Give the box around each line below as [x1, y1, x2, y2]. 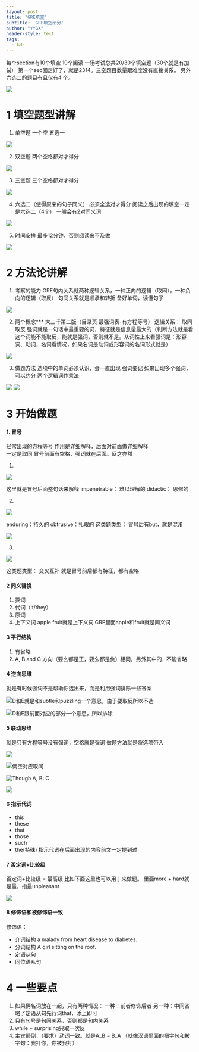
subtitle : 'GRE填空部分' [6, 20, 64, 26]
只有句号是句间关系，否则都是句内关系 [14, 1017, 109, 1024]
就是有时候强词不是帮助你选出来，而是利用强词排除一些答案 [6, 684, 152, 692]
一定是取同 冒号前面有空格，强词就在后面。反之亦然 [6, 450, 132, 457]
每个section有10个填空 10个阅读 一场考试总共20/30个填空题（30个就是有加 [6, 59, 189, 66]
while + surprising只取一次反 [14, 1024, 85, 1031]
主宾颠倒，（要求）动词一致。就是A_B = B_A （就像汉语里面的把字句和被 [14, 1032, 190, 1039]
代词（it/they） [14, 604, 52, 611]
